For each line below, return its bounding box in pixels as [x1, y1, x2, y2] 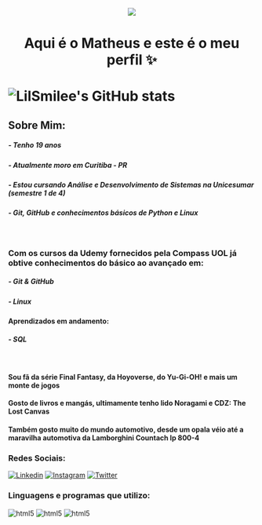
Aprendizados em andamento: [8, 316, 110, 326]
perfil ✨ [106, 51, 158, 69]
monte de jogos [8, 381, 60, 390]
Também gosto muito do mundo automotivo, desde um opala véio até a [8, 425, 244, 434]
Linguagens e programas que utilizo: [8, 490, 151, 501]
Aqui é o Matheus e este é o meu [24, 35, 240, 53]
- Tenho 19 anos [8, 140, 62, 150]
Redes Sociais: [8, 452, 66, 463]
